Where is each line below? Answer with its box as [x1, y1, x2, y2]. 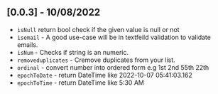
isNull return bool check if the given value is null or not [16, 25, 180, 33]
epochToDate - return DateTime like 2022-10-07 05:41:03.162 [16, 70, 192, 79]
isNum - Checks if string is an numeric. [16, 48, 129, 56]
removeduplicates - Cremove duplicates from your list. [16, 56, 175, 64]
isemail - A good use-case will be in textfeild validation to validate [16, 33, 211, 41]
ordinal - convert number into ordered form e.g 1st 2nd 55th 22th [16, 63, 209, 71]
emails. [16, 40, 38, 49]
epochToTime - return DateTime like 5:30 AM [16, 78, 145, 87]
